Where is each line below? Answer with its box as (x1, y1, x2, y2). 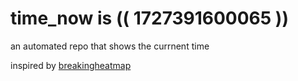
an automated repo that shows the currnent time (10, 40, 210, 52)
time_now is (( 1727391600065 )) (10, 7, 289, 30)
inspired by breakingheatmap (10, 59, 132, 71)
